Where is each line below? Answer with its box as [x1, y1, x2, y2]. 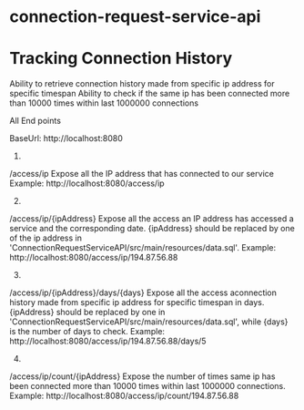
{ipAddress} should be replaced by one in [9, 307, 166, 318]
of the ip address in [9, 232, 82, 243]
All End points [9, 116, 62, 127]
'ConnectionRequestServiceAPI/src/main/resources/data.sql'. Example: [9, 242, 276, 253]
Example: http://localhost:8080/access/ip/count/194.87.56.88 [9, 390, 239, 402]
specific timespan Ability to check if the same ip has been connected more [9, 88, 290, 99]
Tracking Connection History [9, 48, 233, 69]
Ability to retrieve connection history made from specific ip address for [9, 78, 275, 89]
